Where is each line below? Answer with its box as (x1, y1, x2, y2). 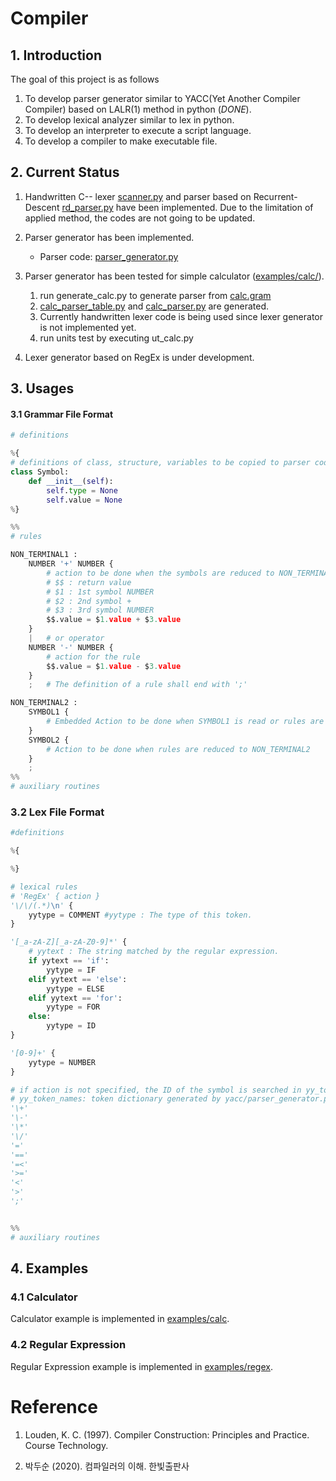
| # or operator (28, 633, 105, 644)
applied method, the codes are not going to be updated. (24, 212, 256, 224)
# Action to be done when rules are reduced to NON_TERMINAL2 (46, 744, 311, 754)
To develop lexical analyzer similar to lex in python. (24, 114, 235, 126)
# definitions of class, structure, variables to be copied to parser (10, 458, 311, 468)
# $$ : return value (46, 577, 132, 587)
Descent (24, 201, 60, 213)
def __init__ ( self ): (28, 476, 114, 486)
